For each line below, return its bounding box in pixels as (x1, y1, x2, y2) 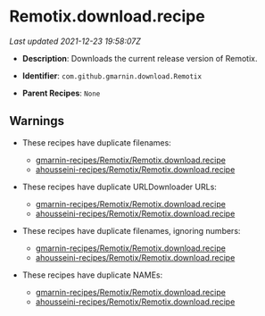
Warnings (9, 113, 65, 129)
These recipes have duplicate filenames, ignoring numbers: (21, 225, 241, 236)
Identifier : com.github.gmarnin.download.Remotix (21, 70, 203, 81)
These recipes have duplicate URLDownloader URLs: (21, 181, 217, 192)
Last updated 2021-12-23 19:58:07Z (9, 36, 141, 46)
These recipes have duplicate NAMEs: (21, 270, 163, 280)
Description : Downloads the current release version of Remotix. (21, 53, 258, 63)
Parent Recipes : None (21, 87, 101, 98)
